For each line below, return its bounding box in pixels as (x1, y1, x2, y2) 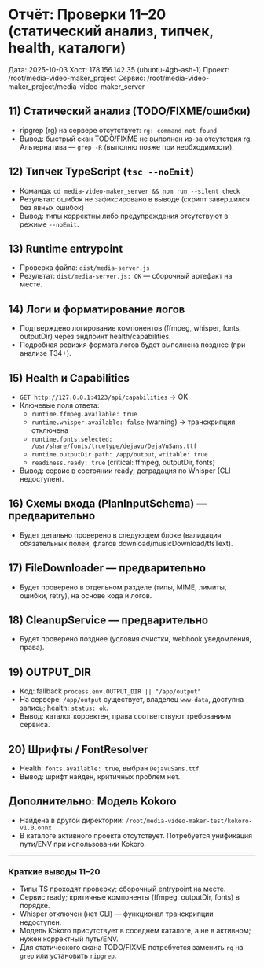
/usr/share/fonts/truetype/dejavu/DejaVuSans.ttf (31, 442, 198, 450)
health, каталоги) (8, 39, 126, 57)
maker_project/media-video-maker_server (8, 81, 145, 91)
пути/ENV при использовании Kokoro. (19, 839, 147, 848)
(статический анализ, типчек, (8, 22, 214, 40)
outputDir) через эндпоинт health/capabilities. (19, 332, 171, 342)
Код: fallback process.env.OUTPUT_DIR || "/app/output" (19, 686, 202, 696)
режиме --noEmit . (19, 219, 80, 229)
